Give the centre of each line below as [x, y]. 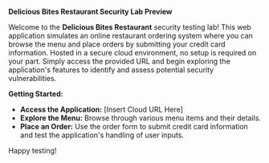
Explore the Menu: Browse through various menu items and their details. [140, 118]
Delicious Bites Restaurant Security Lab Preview [90, 12]
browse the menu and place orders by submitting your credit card [117, 44]
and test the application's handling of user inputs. [102, 135]
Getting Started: [36, 94]
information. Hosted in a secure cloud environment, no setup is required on [132, 53]
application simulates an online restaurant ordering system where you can [130, 36]
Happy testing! [33, 151]
